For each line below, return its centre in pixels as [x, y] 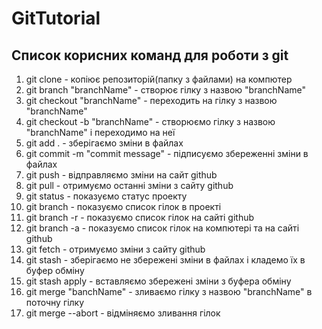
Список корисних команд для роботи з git [150, 55]
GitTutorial [56, 18]
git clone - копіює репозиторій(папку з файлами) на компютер [159, 79]
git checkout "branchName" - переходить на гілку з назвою [151, 100]
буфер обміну [55, 270]
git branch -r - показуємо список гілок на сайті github [140, 217]
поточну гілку [55, 302]
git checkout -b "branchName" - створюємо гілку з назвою [150, 121]
